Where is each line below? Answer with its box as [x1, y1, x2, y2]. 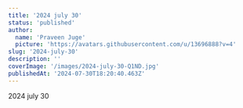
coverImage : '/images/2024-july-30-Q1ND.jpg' [8, 63, 159, 70]
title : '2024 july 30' [8, 11, 82, 20]
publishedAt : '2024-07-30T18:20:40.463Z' [8, 70, 146, 77]
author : [8, 26, 34, 34]
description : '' [8, 56, 61, 63]
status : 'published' [8, 19, 76, 27]
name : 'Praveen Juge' [15, 33, 86, 41]
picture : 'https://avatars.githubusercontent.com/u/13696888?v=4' [15, 41, 237, 49]
